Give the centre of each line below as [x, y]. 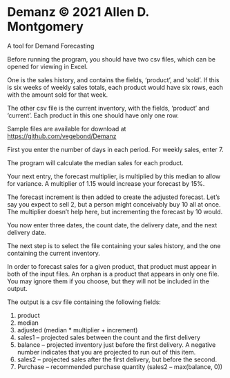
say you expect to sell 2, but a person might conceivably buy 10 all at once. [114, 204]
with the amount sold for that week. [58, 95]
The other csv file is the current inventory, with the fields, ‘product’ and [108, 108]
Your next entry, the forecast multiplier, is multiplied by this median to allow [114, 176]
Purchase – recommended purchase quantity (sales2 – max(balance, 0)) [120, 366]
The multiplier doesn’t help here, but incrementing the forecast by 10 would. [115, 211]
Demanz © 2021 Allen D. [78, 12]
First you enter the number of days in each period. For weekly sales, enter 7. [115, 149]
